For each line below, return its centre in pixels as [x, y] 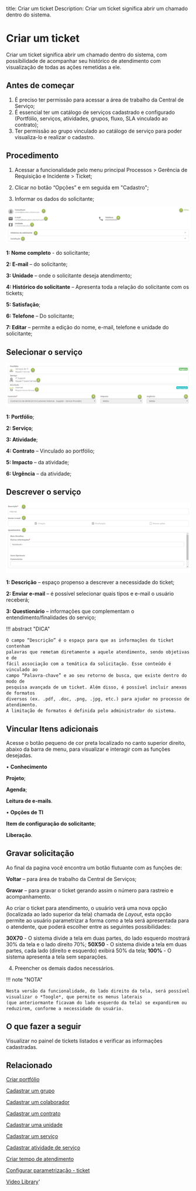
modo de [16, 681]
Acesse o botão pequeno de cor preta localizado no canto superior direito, [96, 743]
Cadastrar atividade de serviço [43, 1148]
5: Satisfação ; [23, 305]
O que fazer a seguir [44, 1027]
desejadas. [19, 755]
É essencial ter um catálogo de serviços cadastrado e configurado [95, 112]
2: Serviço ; [20, 428]
